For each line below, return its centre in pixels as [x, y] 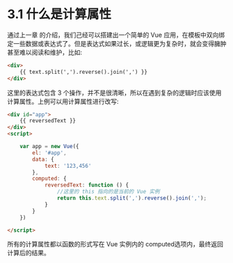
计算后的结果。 [29, 253]
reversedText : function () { [87, 185]
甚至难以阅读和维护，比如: [45, 52]
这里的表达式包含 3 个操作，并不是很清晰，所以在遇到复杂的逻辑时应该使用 [114, 93]
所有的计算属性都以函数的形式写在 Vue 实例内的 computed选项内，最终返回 [115, 244]
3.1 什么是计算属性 [59, 14]
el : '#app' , [50, 153]
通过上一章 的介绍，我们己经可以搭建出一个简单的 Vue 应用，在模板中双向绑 [116, 35]
